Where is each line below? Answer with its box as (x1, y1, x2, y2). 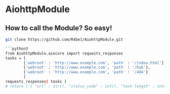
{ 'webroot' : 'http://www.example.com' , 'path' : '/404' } (23, 70, 148, 75)
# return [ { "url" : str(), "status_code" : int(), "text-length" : (5, 83, 155, 89)
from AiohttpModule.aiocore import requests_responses (5, 51, 123, 56)
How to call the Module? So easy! (5, 24, 112, 32)
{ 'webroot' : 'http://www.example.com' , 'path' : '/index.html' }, (23, 60, 166, 65)
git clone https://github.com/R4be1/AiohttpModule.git (5, 37, 123, 42)
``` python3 (5, 46, 28, 51)
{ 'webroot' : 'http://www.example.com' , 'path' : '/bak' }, (23, 65, 151, 70)
